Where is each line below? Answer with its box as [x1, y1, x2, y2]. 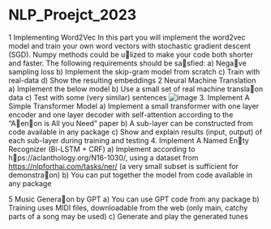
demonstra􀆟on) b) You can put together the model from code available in [8, 170, 253, 180]
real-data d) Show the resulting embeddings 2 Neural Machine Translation [8, 75, 256, 85]
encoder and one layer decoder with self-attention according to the [8, 109, 234, 119]
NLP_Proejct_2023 [8, 6, 137, 24]
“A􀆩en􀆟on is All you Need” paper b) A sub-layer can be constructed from [8, 118, 254, 128]
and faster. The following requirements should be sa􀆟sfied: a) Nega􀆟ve [8, 58, 247, 68]
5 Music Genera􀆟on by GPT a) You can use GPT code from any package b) [8, 194, 260, 204]
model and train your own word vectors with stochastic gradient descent [8, 40, 252, 50]
